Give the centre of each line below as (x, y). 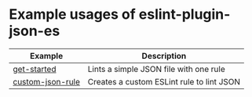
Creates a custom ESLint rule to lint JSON (164, 81)
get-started (35, 69)
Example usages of (72, 14)
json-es (35, 31)
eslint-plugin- (184, 14)
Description (164, 56)
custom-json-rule (47, 81)
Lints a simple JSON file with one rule (157, 69)
